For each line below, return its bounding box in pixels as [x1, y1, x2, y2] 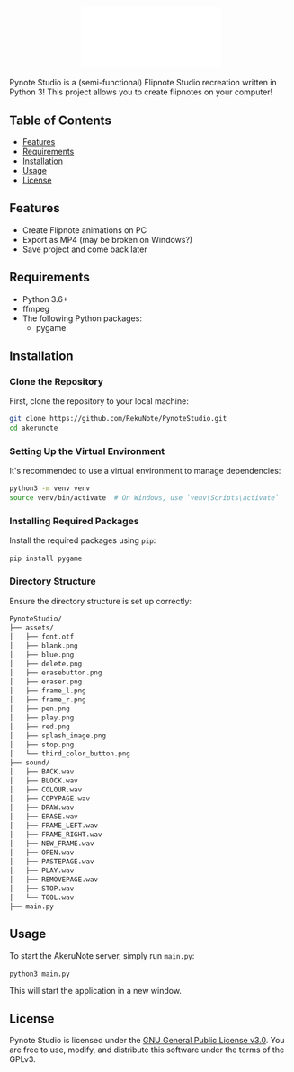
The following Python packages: [22, 313, 142, 324]
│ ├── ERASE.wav [9, 812, 78, 821]
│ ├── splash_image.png [9, 731, 106, 740]
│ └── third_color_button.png [9, 749, 130, 758]
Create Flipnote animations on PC [22, 224, 147, 236]
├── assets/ [9, 623, 54, 632]
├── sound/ [9, 758, 50, 767]
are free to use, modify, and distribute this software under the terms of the [9, 1044, 285, 1055]
